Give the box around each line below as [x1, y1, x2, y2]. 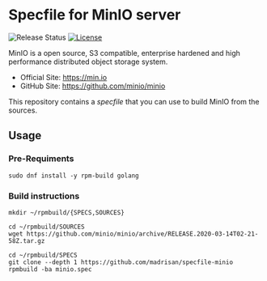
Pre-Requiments [8, 153, 74, 164]
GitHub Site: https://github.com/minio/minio [19, 81, 166, 91]
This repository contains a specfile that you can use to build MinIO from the [8, 96, 261, 106]
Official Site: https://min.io [19, 72, 108, 82]
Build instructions [8, 190, 80, 202]
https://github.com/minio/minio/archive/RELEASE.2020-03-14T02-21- [26, 229, 259, 238]
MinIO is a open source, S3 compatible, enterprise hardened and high [8, 48, 241, 57]
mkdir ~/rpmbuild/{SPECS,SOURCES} [8, 208, 125, 216]
